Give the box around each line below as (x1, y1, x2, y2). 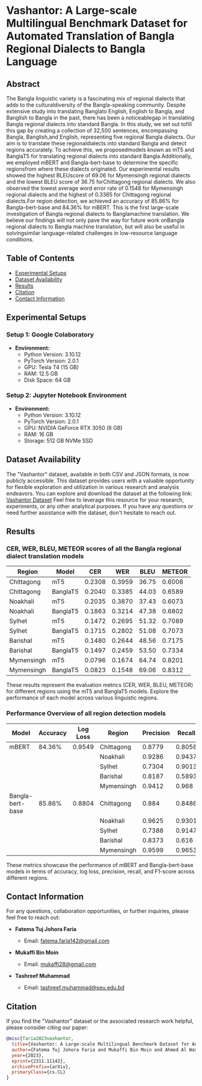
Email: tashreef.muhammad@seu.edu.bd (23, 984, 125, 991)
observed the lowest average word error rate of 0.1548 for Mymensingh (6, 185, 183, 192)
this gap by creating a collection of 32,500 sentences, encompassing (6, 127, 178, 134)
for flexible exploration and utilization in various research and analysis (6, 483, 179, 490)
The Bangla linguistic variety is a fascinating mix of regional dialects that (6, 95, 185, 102)
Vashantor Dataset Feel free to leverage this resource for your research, (6, 496, 185, 504)
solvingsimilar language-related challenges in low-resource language (6, 230, 178, 236)
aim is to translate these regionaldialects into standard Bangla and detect (6, 140, 187, 147)
